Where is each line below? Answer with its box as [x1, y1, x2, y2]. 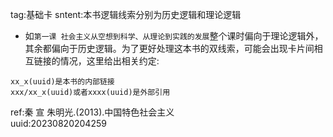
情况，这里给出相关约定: [59, 55, 160, 67]
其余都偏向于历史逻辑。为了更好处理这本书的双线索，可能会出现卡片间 [24, 43, 315, 54]
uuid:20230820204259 [10, 118, 107, 129]
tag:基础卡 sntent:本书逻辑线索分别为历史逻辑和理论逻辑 [10, 9, 242, 20]
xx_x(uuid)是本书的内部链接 [10, 77, 115, 87]
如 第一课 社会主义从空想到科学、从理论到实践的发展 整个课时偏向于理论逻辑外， [24, 30, 324, 42]
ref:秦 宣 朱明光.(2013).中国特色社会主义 [10, 106, 175, 118]
